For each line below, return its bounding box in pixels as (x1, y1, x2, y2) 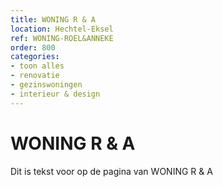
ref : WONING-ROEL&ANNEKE (10, 33, 114, 43)
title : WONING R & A (10, 14, 97, 25)
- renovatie (10, 71, 60, 81)
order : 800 (10, 42, 56, 53)
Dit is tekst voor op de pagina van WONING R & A (10, 165, 213, 177)
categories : (10, 52, 60, 62)
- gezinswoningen (10, 80, 83, 90)
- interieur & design (10, 89, 101, 99)
